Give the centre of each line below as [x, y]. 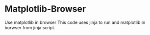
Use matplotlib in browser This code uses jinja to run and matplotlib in [75, 22]
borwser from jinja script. [30, 27]
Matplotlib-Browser [45, 9]
